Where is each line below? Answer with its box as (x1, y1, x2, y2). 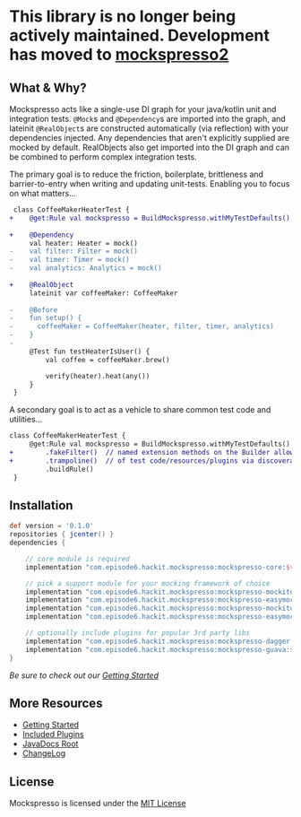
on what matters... (9, 188, 76, 198)
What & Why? (9, 80, 87, 95)
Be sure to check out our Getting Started (9, 670, 159, 681)
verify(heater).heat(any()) (45, 371, 150, 380)
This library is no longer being (9, 6, 236, 27)
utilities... (9, 414, 43, 425)
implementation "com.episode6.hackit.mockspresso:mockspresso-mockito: (25, 587, 298, 596)
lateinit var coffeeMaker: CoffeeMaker (29, 289, 178, 298)
